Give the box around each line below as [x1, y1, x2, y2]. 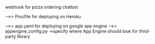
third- [139, 28, 151, 34]
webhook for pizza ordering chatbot [5, 4, 78, 10]
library [17, 34, 31, 39]
